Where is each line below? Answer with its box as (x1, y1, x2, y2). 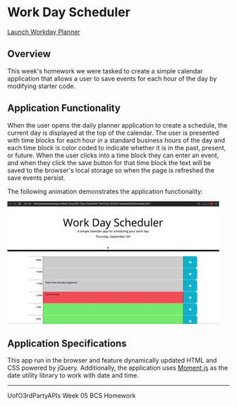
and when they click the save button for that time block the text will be (7, 158, 212, 166)
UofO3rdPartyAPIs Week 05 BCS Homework (7, 391, 136, 400)
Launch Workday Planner (7, 28, 81, 36)
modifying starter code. (7, 82, 76, 90)
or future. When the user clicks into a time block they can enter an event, (7, 151, 219, 159)
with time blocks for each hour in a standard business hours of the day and (7, 135, 226, 145)
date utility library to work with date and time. (7, 371, 139, 379)
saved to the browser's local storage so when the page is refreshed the (7, 166, 215, 174)
